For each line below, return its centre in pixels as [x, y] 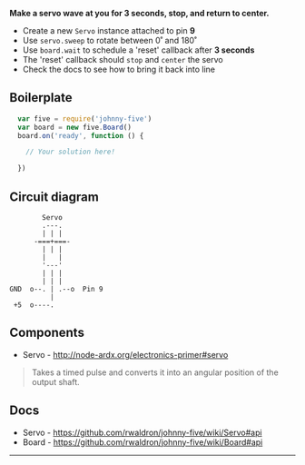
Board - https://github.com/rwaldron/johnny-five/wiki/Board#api [143, 442]
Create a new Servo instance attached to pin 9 [108, 30]
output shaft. [55, 381]
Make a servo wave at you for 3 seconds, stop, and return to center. [139, 13]
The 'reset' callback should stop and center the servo [123, 59]
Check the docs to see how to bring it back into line [119, 69]
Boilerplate [41, 98]
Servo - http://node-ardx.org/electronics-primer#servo [125, 354]
